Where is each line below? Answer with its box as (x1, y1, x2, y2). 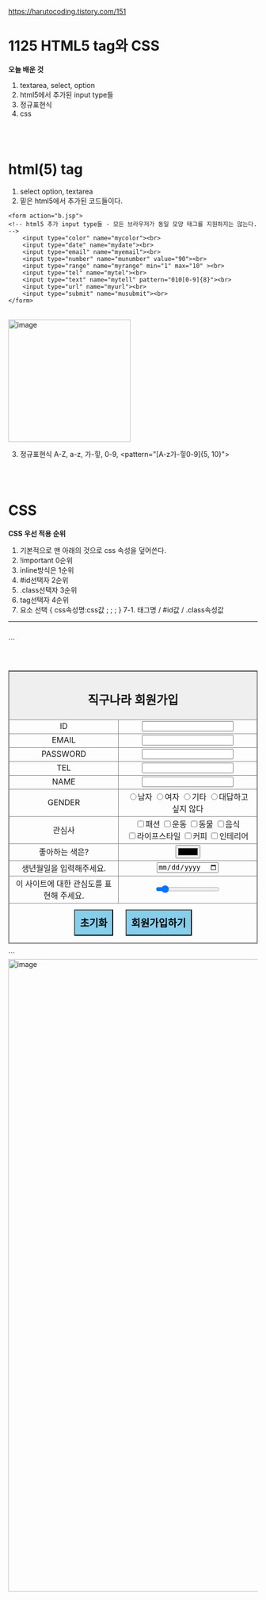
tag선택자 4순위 (19, 595, 70, 604)
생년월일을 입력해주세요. (21, 862, 107, 873)
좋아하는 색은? (38, 846, 89, 858)
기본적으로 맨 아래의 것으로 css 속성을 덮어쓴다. (19, 545, 166, 554)
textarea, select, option (19, 80, 95, 90)
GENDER (47, 796, 81, 808)
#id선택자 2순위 (19, 575, 69, 585)
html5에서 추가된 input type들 (19, 90, 114, 99)
